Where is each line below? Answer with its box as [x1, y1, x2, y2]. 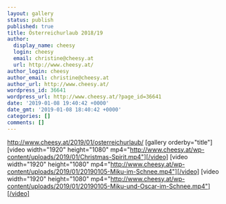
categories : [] [7, 112, 51, 119]
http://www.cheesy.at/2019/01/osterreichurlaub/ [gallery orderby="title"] [7, 138, 213, 146]
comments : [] [7, 119, 45, 126]
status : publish [7, 17, 54, 23]
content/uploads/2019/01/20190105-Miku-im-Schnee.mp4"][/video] [7, 167, 200, 176]
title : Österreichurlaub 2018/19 [7, 29, 103, 37]
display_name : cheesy [13, 42, 76, 49]
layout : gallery [7, 10, 54, 17]
